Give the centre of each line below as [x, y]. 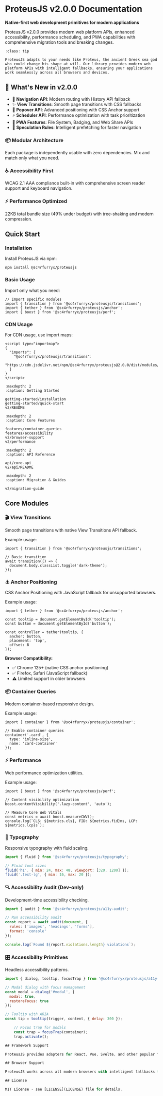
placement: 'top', [28, 640]
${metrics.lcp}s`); [25, 825]
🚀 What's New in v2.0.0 [41, 87]
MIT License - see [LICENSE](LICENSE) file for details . [64, 1089]
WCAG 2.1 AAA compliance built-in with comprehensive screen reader [75, 183]
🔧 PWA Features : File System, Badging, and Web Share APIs [73, 122]
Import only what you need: [33, 290]
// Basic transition [26, 557]
